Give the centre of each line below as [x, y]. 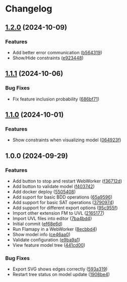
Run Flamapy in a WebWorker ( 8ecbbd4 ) [55, 229]
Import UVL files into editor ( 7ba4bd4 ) [52, 218]
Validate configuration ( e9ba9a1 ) [46, 240]
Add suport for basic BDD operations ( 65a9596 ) [62, 197]
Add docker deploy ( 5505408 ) [44, 192]
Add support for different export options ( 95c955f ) [65, 208]
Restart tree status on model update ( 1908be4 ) [61, 274]
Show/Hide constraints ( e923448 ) [48, 58]
